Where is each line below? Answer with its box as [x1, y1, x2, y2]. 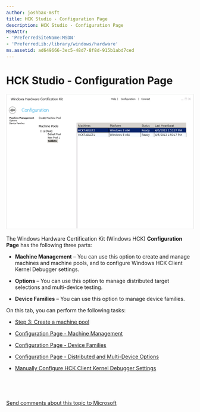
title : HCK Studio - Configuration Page [6, 16, 108, 22]
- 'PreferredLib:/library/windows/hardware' [6, 41, 118, 47]
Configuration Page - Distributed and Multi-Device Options [14, 353, 160, 360]
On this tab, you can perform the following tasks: [6, 306, 126, 313]
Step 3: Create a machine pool [14, 318, 90, 325]
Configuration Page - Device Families [14, 341, 107, 349]
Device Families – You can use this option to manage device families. [14, 295, 185, 302]
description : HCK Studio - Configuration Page [6, 22, 124, 28]
